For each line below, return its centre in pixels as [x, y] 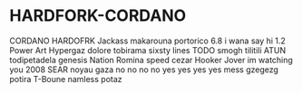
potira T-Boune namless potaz [66, 79]
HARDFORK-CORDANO [98, 16]
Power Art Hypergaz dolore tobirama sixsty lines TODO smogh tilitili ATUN [148, 50]
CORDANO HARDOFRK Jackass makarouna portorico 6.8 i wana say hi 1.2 [147, 41]
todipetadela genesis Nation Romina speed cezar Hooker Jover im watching [151, 60]
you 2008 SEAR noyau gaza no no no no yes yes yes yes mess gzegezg [144, 70]
